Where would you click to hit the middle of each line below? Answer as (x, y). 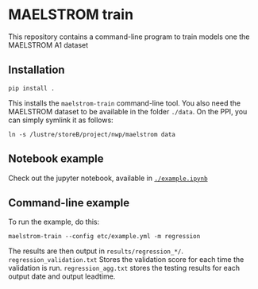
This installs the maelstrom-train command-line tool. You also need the (124, 103)
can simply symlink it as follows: (61, 120)
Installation (37, 70)
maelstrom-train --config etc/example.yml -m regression (104, 237)
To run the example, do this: (54, 222)
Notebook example (56, 159)
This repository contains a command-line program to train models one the (129, 37)
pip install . (32, 88)
